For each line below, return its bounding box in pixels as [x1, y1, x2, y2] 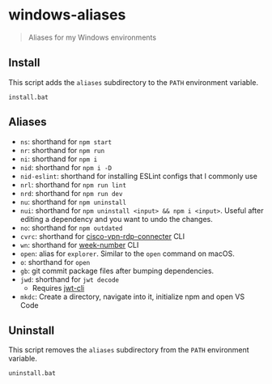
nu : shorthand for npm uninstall [19, 197, 127, 207]
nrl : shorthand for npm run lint [19, 180, 127, 190]
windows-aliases [8, 6, 126, 24]
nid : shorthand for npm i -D [19, 162, 112, 172]
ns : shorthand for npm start [19, 136, 112, 147]
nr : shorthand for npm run [19, 145, 105, 155]
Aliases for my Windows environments [28, 32, 156, 42]
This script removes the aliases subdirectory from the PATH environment [8, 345, 249, 355]
